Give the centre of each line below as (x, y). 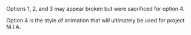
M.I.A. (14, 27)
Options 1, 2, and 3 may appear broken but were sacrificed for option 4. (95, 9)
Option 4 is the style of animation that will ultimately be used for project (95, 20)
